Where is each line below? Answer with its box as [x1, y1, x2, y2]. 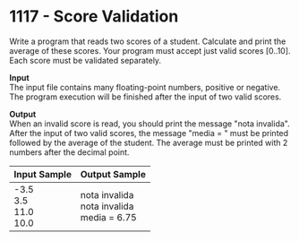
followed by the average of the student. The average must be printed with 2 [9, 137, 288, 148]
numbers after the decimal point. [9, 146, 130, 158]
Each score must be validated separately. [9, 55, 162, 65]
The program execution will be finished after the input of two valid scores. [9, 91, 282, 102]
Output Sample [80, 168, 146, 180]
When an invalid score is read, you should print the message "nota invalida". [9, 118, 290, 129]
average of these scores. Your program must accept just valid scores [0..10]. [9, 45, 291, 56]
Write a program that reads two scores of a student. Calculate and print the [9, 36, 286, 47]
